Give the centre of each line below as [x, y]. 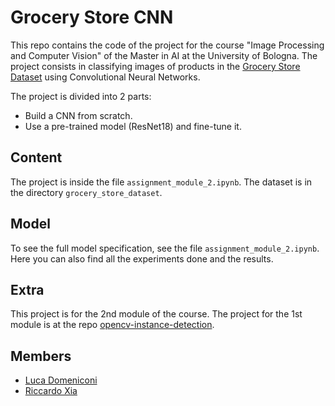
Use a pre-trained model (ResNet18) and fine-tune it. [133, 126]
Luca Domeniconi [61, 380]
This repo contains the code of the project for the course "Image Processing [167, 45]
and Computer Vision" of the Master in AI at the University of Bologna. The [164, 55]
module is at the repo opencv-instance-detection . [112, 325]
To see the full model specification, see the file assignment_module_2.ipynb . [165, 248]
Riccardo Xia [51, 391]
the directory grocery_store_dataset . [86, 192]
